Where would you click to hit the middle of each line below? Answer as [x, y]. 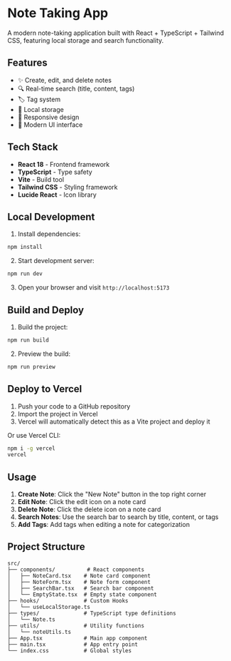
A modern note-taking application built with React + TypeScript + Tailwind [116, 33]
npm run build [28, 340]
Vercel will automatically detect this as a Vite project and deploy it [114, 421]
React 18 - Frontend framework [64, 164]
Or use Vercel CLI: [34, 435]
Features [27, 63]
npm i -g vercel [31, 448]
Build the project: [43, 327]
